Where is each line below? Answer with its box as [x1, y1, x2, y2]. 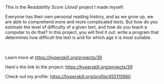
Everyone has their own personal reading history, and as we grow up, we [5, 14, 154, 19]
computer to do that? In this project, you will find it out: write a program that [5, 29, 159, 35]
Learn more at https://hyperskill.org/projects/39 [5, 55, 102, 60]
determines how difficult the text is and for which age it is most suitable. [5, 34, 152, 40]
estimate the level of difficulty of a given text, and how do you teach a [5, 24, 147, 30]
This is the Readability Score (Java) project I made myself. [5, 4, 124, 10]
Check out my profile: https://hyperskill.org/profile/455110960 [5, 74, 131, 79]
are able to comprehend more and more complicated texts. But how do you [5, 19, 158, 25]
